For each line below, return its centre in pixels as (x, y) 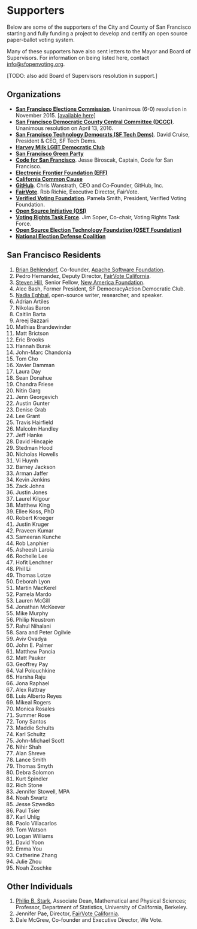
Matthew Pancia (35, 651)
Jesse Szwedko (35, 804)
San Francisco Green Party (49, 153)
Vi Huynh (27, 460)
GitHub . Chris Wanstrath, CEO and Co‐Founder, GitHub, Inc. (90, 185)
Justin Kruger (32, 524)
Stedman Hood (34, 447)
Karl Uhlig (28, 817)
